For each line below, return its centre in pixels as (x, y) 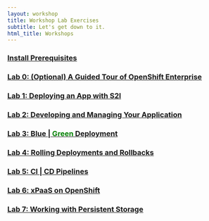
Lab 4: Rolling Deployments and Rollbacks (81, 152)
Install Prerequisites (42, 58)
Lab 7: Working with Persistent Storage (75, 209)
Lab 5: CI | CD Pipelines (48, 171)
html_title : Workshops (40, 33)
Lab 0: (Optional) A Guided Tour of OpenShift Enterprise (105, 77)
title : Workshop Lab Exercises (53, 20)
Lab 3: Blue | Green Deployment (63, 133)
